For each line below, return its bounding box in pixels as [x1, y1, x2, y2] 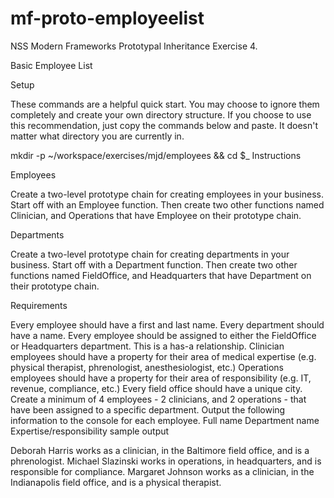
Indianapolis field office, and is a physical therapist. [10, 476, 222, 488]
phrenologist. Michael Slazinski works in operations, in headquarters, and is [10, 455, 322, 467]
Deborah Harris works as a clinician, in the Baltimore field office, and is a [10, 444, 310, 456]
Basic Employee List [10, 59, 93, 71]
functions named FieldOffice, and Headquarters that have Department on [10, 269, 312, 281]
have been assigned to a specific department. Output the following [10, 403, 286, 416]
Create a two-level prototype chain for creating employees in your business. [10, 188, 324, 200]
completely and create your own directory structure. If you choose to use [10, 108, 312, 121]
